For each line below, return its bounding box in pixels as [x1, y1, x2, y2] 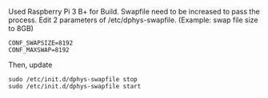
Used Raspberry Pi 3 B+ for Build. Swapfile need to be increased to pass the [8, 7, 260, 16]
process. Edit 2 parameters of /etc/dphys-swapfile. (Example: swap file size [8, 15, 258, 25]
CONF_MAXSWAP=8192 [8, 46, 70, 54]
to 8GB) [8, 24, 34, 33]
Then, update [8, 60, 53, 69]
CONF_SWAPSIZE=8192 [8, 39, 74, 47]
